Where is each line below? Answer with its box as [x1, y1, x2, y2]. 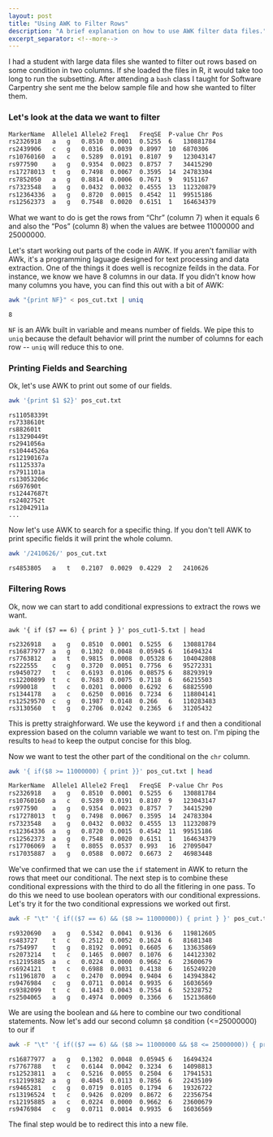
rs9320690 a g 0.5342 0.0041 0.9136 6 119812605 [8, 930, 217, 938]
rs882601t [8, 426, 42, 434]
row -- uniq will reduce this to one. [8, 342, 124, 352]
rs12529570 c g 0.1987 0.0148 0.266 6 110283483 [8, 697, 217, 705]
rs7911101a [8, 468, 45, 476]
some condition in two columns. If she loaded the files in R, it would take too [8, 66, 263, 76]
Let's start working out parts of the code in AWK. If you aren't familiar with [8, 245, 258, 256]
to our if [8, 1025, 35, 1035]
